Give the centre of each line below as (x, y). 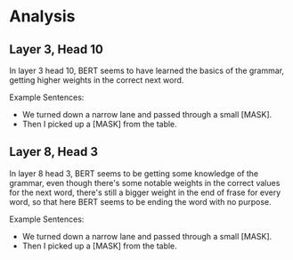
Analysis (42, 16)
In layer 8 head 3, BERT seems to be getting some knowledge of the (134, 173)
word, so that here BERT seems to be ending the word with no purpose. (140, 201)
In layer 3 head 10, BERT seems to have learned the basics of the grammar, (147, 70)
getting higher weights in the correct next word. (97, 80)
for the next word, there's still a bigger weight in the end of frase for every (145, 192)
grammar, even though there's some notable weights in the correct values (145, 183)
